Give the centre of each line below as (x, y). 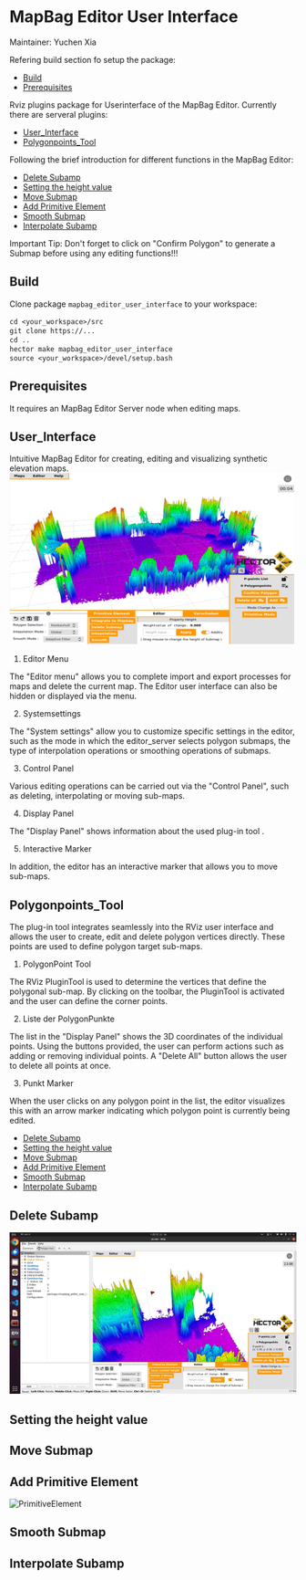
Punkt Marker (48, 1083)
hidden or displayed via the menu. (73, 696)
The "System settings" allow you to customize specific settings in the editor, (152, 731)
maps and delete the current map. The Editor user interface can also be (143, 686)
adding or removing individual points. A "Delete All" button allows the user (148, 1056)
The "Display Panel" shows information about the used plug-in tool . (137, 832)
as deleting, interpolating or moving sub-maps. (97, 796)
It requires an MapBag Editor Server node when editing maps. (125, 408)
